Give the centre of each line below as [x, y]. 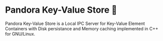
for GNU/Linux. [20, 34]
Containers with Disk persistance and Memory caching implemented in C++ [82, 28]
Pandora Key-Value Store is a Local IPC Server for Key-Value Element [75, 23]
